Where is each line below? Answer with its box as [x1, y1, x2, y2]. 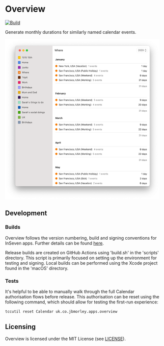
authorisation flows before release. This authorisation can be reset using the [5, 294, 160, 299]
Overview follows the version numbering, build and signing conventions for [5, 235, 157, 241]
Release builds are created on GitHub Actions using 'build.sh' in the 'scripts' [5, 249, 159, 255]
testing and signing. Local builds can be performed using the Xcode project [5, 260, 158, 266]
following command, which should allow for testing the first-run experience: [5, 299, 159, 305]
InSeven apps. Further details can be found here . [5, 240, 104, 246]
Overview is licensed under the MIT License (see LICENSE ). [5, 336, 126, 342]
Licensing [5, 322, 36, 331]
